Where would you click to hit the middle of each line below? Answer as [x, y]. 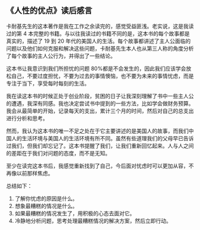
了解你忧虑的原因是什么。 [46, 199]
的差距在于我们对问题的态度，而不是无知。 [58, 153]
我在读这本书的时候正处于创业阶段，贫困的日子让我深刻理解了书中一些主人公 [100, 96]
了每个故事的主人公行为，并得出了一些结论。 [61, 56]
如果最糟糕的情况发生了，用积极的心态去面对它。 [75, 213]
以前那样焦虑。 [35, 173]
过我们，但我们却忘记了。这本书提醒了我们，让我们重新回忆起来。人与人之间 [100, 146]
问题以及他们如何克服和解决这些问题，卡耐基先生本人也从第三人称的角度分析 [100, 48]
